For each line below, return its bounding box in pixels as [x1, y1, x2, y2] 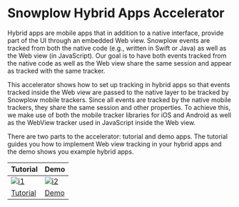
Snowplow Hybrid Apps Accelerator [7, 5, 225, 21]
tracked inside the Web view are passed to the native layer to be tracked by [7, 88, 230, 96]
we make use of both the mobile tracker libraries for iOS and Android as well [7, 111, 232, 119]
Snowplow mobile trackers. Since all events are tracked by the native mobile [7, 95, 232, 104]
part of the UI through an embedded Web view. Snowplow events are [7, 36, 210, 44]
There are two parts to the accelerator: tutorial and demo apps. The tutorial [7, 132, 228, 141]
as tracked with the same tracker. [7, 66, 106, 75]
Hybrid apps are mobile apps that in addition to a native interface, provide [7, 29, 224, 37]
